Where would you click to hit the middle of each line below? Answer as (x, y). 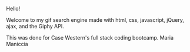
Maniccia (17, 44)
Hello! (13, 9)
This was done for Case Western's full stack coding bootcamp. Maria (90, 38)
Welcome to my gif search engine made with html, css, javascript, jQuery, (95, 20)
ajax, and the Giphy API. (35, 26)
